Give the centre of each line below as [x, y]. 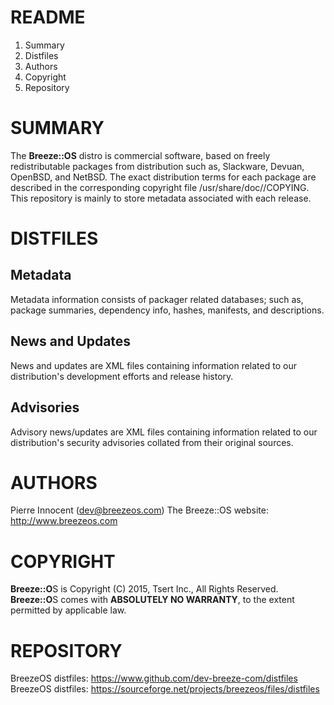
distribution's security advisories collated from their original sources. [152, 442]
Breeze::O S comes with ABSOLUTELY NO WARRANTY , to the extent [152, 600]
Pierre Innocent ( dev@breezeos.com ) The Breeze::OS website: [139, 510]
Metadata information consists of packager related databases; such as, [157, 299]
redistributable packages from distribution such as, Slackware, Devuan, [157, 166]
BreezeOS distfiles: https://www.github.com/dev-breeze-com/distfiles [154, 678]
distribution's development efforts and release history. [122, 376]
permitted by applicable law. [68, 610]
